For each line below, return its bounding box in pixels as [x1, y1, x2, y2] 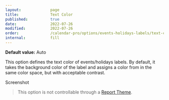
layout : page [5, 7, 59, 13]
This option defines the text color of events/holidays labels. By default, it [5, 59, 155, 65]
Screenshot [5, 79, 29, 85]
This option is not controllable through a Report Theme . [17, 89, 132, 95]
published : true [5, 17, 59, 22]
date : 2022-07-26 [5, 21, 73, 27]
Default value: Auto [5, 49, 46, 55]
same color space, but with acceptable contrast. [5, 69, 106, 75]
